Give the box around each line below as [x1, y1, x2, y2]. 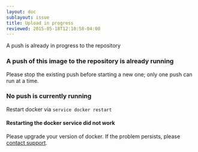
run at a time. [6, 77, 39, 84]
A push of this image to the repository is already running [6, 57, 174, 65]
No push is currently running [6, 92, 92, 100]
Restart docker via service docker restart [6, 106, 112, 113]
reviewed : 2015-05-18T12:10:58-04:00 [6, 25, 101, 32]
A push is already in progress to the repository [6, 42, 121, 49]
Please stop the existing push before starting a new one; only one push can [6, 70, 193, 78]
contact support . [6, 139, 48, 147]
